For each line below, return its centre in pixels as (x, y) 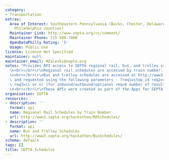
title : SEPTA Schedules (30, 150)
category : (16, 10)
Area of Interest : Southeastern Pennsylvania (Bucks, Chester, (77, 24)
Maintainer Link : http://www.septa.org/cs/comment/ (65, 33)
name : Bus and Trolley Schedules (45, 131)
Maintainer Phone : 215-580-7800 (44, 38)
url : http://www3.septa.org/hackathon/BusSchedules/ (66, 136)
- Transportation (23, 15)
